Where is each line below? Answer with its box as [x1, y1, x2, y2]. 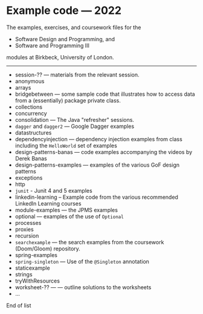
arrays [14, 84, 31, 91]
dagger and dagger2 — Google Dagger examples [14, 122, 135, 130]
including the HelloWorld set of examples [14, 142, 118, 149]
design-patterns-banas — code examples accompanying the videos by [14, 148, 193, 155]
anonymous [14, 77, 45, 85]
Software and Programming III [14, 42, 89, 49]
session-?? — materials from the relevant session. [14, 71, 140, 78]
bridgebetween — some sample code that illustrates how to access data [14, 90, 195, 98]
